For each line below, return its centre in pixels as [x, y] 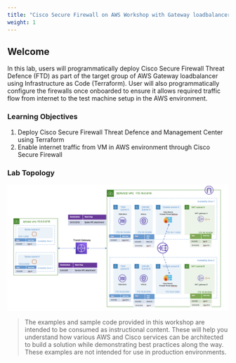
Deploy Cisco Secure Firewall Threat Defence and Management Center [120, 132]
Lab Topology [31, 172]
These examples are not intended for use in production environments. [125, 352]
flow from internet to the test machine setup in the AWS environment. [107, 98]
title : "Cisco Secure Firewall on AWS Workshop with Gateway [99, 15]
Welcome [28, 52]
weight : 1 [22, 22]
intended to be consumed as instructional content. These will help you [126, 330]
